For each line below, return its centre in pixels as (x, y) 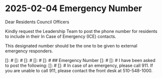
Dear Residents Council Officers (37, 22)
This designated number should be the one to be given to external (71, 46)
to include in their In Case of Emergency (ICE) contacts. (61, 36)
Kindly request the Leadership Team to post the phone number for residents (81, 31)
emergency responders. (29, 51)
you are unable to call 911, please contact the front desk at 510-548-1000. (79, 70)
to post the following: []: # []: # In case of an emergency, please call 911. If (79, 65)
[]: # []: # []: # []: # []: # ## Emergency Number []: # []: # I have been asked (80, 60)
